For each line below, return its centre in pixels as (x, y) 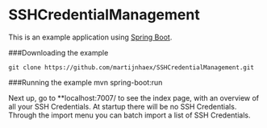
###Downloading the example (58, 52)
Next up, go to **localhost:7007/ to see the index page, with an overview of (134, 97)
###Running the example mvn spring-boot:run (86, 82)
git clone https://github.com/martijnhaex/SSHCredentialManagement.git (131, 67)
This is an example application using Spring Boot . (90, 37)
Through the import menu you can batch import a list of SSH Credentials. (129, 115)
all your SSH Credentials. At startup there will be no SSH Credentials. (123, 106)
